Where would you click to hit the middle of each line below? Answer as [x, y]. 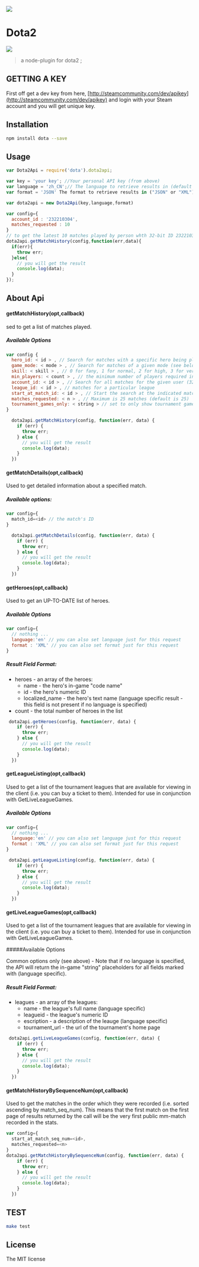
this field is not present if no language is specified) [85, 704]
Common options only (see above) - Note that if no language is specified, [96, 961]
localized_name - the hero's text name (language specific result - [103, 698]
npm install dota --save [37, 138]
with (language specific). [36, 974]
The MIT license [26, 1259]
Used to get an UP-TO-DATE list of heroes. [58, 601]
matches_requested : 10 [41, 225]
